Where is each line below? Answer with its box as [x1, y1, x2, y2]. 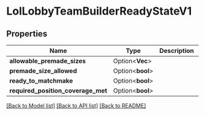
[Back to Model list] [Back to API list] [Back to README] [6, 102, 146, 109]
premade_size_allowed [9, 67, 77, 75]
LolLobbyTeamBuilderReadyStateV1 [6, 4, 192, 18]
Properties [6, 29, 48, 39]
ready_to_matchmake [9, 77, 73, 85]
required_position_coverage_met [9, 86, 108, 95]
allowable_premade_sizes [9, 57, 87, 65]
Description [159, 47, 194, 55]
